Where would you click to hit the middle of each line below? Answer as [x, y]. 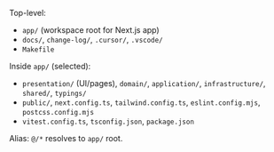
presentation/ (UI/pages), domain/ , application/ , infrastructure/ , [144, 83]
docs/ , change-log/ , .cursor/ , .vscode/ [92, 40]
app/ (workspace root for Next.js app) [90, 30]
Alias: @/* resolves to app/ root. [66, 138]
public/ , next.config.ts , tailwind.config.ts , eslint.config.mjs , [141, 102]
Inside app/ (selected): [50, 66]
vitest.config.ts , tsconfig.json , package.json [108, 121]
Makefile [38, 50]
